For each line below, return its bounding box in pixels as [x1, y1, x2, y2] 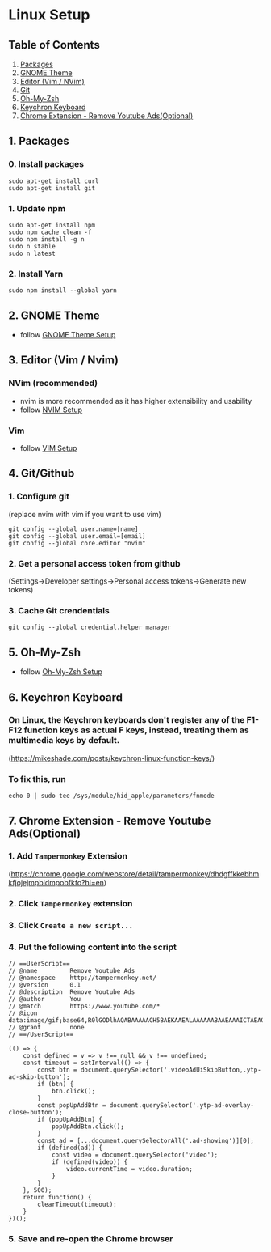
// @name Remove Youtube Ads [8, 966, 135, 974]
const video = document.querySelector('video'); [51, 1151, 219, 1159]
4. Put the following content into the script [8, 941, 177, 953]
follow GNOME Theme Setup [19, 330, 116, 340]
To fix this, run [8, 773, 66, 784]
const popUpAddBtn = [37, 1101, 106, 1110]
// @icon [8, 1009, 38, 1017]
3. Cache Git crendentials [8, 605, 110, 616]
